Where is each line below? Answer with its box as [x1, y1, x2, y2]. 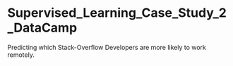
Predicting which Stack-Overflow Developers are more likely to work [7, 43, 207, 51]
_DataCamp [7, 20, 78, 36]
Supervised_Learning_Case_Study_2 [7, 5, 227, 21]
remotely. [7, 51, 35, 59]
